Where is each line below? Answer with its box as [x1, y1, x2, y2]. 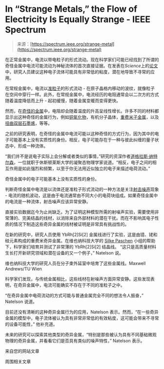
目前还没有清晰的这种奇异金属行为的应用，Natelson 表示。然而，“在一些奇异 [5, 309, 159, 315]
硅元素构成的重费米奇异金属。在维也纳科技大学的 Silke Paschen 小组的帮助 [5, 237, 156, 243]
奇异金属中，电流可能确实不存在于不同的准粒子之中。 [18, 282, 125, 288]
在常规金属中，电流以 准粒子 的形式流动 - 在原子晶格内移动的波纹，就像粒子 [5, 85, 155, 91]
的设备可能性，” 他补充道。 [5, 321, 58, 327]
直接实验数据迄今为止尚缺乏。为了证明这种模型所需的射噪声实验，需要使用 [5, 209, 155, 215]
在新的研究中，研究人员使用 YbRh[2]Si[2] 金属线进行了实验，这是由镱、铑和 [5, 231, 158, 237]
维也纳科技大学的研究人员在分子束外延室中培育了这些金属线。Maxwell [5, 260, 146, 266]
